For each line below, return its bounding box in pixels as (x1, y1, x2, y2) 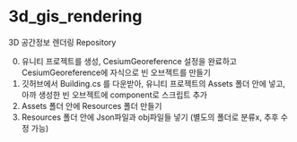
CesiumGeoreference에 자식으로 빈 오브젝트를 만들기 (21, 67, 212, 78)
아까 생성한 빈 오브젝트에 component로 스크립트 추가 (21, 89, 208, 100)
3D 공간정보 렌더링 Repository (8, 37, 117, 47)
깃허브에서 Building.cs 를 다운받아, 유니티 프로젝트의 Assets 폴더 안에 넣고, (21, 78, 286, 88)
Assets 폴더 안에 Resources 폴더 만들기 (21, 100, 162, 111)
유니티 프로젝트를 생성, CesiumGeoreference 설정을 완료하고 (21, 55, 237, 66)
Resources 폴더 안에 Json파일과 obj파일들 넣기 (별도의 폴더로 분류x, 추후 (21, 112, 279, 122)
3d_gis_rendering (8, 6, 143, 27)
